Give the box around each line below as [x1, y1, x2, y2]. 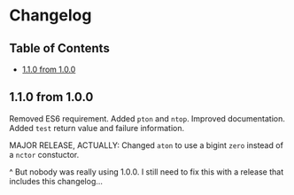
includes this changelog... [9, 175, 104, 186]
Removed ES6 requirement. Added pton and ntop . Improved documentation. [9, 113, 285, 124]
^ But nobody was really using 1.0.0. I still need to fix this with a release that [9, 166, 284, 177]
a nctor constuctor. [9, 149, 80, 160]
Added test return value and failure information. [9, 122, 185, 133]
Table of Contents [9, 41, 111, 56]
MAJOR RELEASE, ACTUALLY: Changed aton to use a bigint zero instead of [9, 139, 283, 151]
